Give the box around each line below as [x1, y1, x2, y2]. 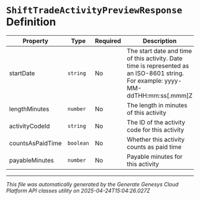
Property [23, 36, 49, 45]
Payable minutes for [127, 152, 183, 161]
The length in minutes [127, 101, 187, 109]
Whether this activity [127, 135, 185, 143]
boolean [67, 139, 89, 146]
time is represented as [127, 61, 189, 70]
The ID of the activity [127, 118, 186, 126]
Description [142, 36, 177, 45]
